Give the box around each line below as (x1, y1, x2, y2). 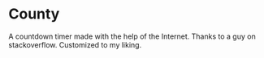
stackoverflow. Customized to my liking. (8, 39, 142, 49)
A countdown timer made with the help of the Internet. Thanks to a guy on (8, 31, 256, 41)
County (8, 5, 60, 23)
